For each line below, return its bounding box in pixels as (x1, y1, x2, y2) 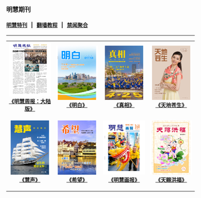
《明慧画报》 (108, 176, 140, 184)
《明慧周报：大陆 (8, 98, 51, 105)
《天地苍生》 (155, 101, 187, 108)
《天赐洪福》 (155, 176, 187, 184)
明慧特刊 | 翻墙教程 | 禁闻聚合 (6, 21, 89, 28)
